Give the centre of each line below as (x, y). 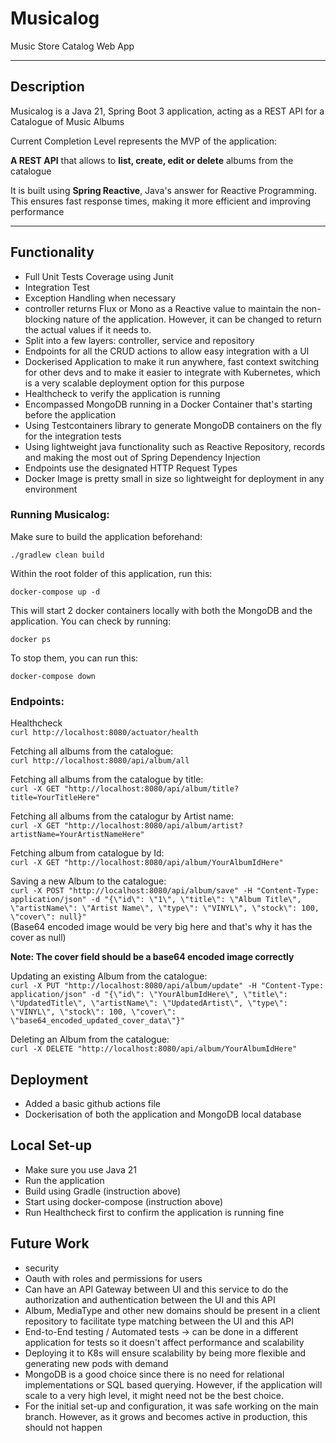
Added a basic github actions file (92, 1103)
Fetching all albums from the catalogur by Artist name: (122, 816)
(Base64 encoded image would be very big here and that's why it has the (161, 927)
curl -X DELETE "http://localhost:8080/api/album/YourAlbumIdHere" (154, 1049)
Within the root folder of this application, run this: (111, 573)
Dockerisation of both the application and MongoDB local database (163, 1114)
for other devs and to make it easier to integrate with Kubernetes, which (172, 372)
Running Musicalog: (60, 515)
